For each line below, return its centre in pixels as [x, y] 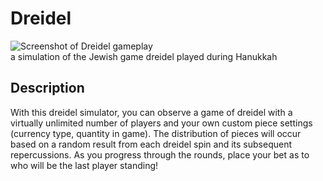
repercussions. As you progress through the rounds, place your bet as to [160, 154]
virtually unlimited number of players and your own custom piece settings [161, 123]
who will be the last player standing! [84, 165]
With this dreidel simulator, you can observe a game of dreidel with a [151, 112]
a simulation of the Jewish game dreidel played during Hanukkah [144, 56]
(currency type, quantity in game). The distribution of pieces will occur [156, 133]
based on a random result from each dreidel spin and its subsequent [151, 144]
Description [47, 88]
